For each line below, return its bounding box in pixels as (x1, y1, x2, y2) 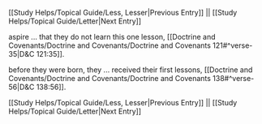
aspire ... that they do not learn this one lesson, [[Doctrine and (8, 32, 216, 41)
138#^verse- (212, 74, 255, 83)
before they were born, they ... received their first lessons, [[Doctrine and (8, 65, 253, 75)
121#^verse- (212, 41, 253, 50)
